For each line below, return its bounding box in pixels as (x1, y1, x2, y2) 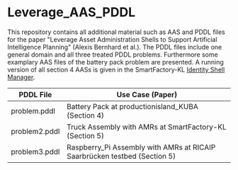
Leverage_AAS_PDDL (7, 4, 136, 21)
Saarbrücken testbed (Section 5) (67, 151, 176, 161)
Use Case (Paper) (116, 89, 178, 99)
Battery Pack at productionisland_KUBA (67, 101, 198, 111)
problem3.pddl (11, 147, 60, 157)
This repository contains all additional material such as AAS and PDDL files (7, 28, 225, 36)
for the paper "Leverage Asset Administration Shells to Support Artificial (7, 35, 217, 43)
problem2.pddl (11, 126, 60, 136)
